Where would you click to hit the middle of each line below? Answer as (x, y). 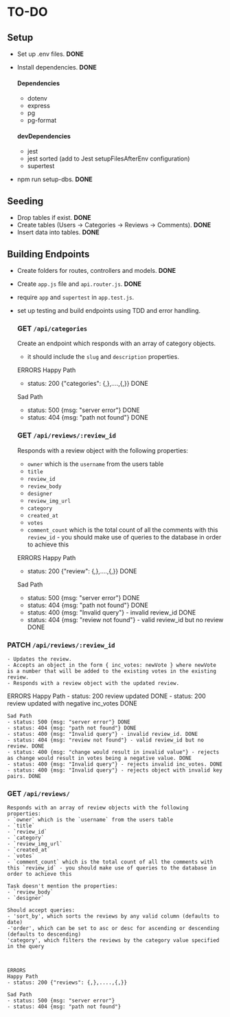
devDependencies (44, 136)
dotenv (37, 99)
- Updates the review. (39, 659)
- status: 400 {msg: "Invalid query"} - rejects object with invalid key (115, 770)
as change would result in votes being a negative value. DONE (100, 758)
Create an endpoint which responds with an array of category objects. (116, 343)
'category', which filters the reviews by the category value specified (113, 941)
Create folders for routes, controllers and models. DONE (96, 271)
